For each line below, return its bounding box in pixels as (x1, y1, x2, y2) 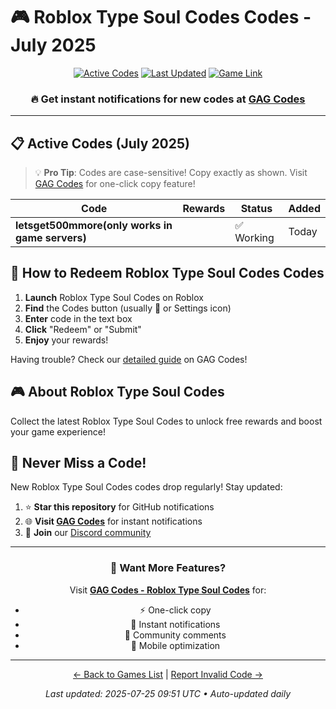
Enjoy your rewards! (24, 334, 109, 346)
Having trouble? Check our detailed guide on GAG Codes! (10, 353, 248, 365)
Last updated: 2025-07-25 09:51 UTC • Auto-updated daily (44, 687, 292, 699)
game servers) (15, 231, 87, 245)
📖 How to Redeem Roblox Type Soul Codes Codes (10, 265, 325, 282)
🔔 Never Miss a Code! (10, 455, 147, 472)
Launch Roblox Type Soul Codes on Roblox (24, 291, 204, 303)
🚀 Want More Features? (109, 561, 227, 575)
